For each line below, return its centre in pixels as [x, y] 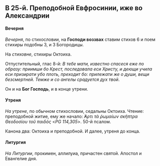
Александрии [27, 16]
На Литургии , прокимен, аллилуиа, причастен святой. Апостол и [73, 153]
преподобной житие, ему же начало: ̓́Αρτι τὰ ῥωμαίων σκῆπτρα [71, 116]
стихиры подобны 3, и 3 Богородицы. [45, 44]
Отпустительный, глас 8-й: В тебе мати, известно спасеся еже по [75, 64]
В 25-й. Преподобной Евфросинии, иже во [74, 8]
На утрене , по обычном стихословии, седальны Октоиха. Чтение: [75, 111]
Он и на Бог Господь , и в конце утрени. [47, 89]
